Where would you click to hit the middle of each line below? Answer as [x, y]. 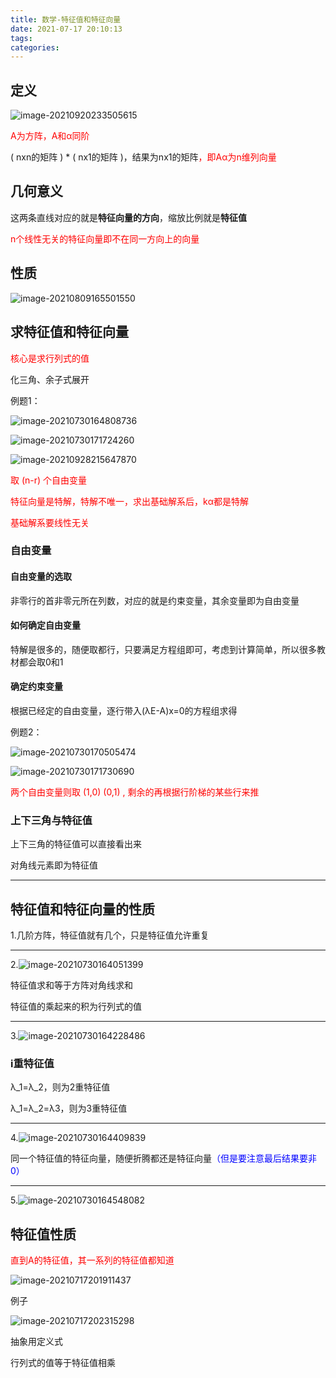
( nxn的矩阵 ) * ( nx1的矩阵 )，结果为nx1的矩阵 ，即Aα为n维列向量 [143, 157]
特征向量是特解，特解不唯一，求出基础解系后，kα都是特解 [129, 501]
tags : [21, 38]
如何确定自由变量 [45, 625]
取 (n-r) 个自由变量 [49, 480]
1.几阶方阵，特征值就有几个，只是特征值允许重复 [110, 935]
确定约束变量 [36, 687]
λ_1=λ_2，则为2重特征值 [60, 1087]
